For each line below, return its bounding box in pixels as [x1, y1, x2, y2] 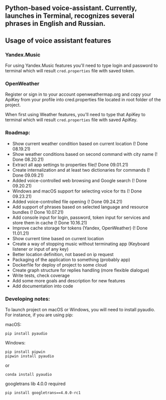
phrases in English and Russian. [5, 19, 106, 28]
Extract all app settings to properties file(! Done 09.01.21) [12, 161, 129, 168]
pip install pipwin [5, 349, 46, 354]
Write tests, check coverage [12, 272, 70, 278]
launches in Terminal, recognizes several [5, 12, 135, 20]
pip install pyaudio [5, 331, 48, 336]
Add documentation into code [12, 283, 73, 289]
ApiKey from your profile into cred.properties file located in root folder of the [5, 97, 161, 103]
